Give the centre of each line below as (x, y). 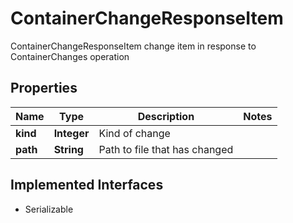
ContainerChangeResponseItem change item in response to (133, 46)
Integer (71, 133)
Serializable (49, 209)
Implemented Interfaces (87, 185)
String (68, 149)
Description (166, 116)
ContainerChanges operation (70, 56)
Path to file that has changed (166, 149)
